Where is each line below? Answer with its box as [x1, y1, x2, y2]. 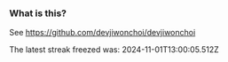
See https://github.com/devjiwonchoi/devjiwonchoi [9, 27, 196, 38]
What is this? [9, 7, 67, 19]
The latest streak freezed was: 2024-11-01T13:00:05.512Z [9, 44, 219, 55]
